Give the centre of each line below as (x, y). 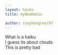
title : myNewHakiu (24, 14)
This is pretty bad (23, 48)
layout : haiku (19, 10)
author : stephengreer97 (29, 23)
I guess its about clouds (29, 42)
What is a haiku (20, 37)
